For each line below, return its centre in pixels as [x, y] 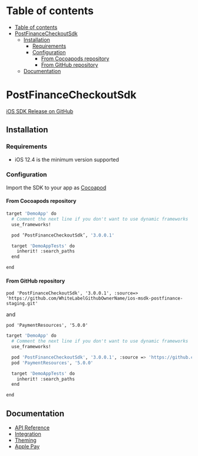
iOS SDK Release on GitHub [40, 111]
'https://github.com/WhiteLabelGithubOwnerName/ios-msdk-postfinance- [95, 298]
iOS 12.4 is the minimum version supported [67, 159]
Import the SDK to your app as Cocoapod [56, 188]
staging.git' [22, 304]
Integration [28, 434]
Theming [25, 440]
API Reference [32, 427]
